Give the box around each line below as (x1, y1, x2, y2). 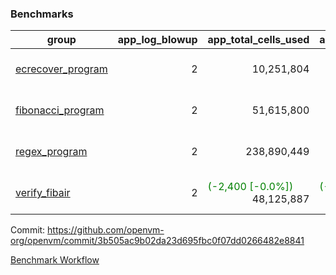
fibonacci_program (15, 103, 105, 117)
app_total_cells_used (207, 33, 310, 47)
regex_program (15, 145, 88, 159)
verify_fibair (15, 186, 71, 200)
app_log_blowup (117, 33, 198, 47)
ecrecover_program (15, 62, 108, 76)
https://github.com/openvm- (47, 224, 165, 236)
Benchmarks (10, 7, 74, 21)
